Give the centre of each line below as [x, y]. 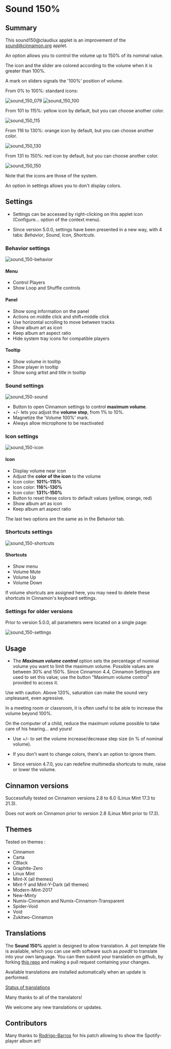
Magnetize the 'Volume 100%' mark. [51, 418]
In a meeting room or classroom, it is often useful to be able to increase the [84, 708]
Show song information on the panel [51, 311]
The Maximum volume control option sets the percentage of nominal [86, 661]
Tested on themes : [26, 842]
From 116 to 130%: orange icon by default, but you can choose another [80, 130]
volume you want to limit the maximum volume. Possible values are [83, 667]
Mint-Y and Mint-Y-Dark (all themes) [51, 884]
